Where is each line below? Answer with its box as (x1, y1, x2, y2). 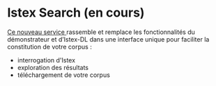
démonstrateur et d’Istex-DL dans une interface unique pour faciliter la (7, 35, 210, 43)
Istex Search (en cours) (7, 5, 145, 21)
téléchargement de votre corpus (17, 71, 110, 79)
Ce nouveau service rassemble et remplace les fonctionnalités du (7, 28, 195, 36)
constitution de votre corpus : (7, 42, 92, 51)
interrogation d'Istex (17, 55, 75, 64)
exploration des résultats (17, 63, 89, 71)
